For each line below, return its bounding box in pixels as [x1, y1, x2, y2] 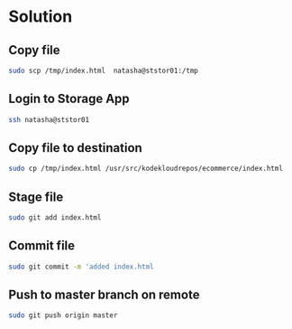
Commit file [8, 238, 76, 254]
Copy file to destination [8, 140, 143, 155]
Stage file [8, 189, 64, 204]
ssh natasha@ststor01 [8, 115, 90, 124]
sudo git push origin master [8, 311, 118, 320]
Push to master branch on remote [8, 287, 200, 303]
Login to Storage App [8, 91, 130, 107]
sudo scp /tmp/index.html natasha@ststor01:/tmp [8, 66, 199, 75]
